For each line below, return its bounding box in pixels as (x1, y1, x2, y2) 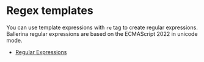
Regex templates (6, 4, 93, 18)
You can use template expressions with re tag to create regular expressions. (6, 24, 199, 31)
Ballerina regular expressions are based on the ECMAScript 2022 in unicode (6, 30, 198, 37)
